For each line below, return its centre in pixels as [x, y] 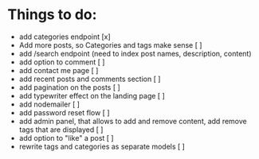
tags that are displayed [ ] [61, 130]
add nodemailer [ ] [49, 104]
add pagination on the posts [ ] [69, 87]
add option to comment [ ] [62, 62]
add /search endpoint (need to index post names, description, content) [135, 53]
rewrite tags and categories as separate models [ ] [102, 146]
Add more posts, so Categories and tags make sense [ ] [110, 45]
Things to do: [52, 15]
